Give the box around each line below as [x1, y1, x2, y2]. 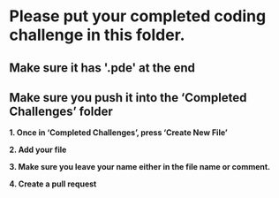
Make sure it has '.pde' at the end [9, 60, 196, 75]
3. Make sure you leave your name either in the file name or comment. [9, 162, 271, 172]
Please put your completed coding [9, 6, 267, 27]
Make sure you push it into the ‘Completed [9, 90, 247, 105]
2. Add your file [9, 144, 67, 156]
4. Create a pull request [9, 179, 97, 189]
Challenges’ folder [9, 103, 113, 118]
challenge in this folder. [9, 25, 185, 45]
